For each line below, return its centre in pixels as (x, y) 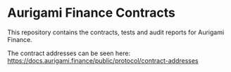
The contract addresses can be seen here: (69, 53)
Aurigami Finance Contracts (92, 13)
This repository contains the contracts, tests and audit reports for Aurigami (116, 32)
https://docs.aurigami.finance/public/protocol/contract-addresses (103, 60)
